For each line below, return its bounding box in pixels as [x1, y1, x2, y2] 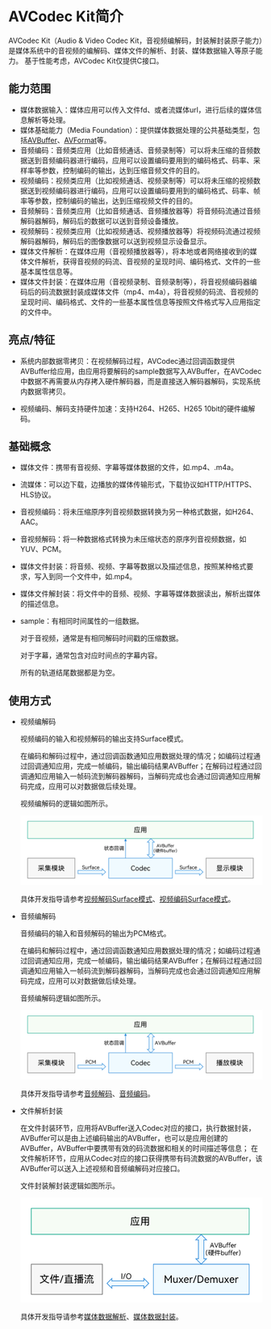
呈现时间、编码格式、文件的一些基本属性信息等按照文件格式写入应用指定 [19, 297, 261, 307]
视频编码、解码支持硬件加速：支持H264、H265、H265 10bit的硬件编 [19, 404, 248, 413]
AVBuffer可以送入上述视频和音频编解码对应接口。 [19, 1163, 185, 1173]
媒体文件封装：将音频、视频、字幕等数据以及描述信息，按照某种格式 [19, 561, 247, 571]
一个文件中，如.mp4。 [62, 572, 137, 582]
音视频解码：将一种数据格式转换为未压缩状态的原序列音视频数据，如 [19, 535, 247, 544]
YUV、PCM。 [19, 544, 66, 554]
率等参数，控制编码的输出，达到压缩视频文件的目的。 [19, 196, 198, 205]
